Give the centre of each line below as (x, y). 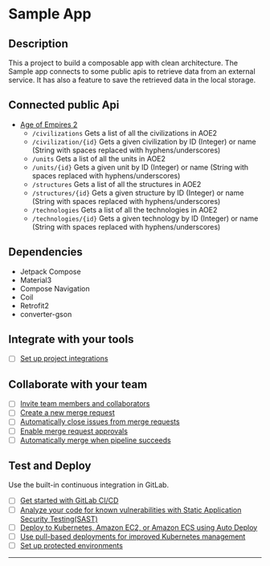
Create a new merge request (67, 413)
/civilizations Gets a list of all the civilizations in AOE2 (125, 132)
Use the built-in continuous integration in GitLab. (89, 485)
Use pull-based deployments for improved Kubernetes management (133, 536)
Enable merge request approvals (74, 431)
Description (38, 44)
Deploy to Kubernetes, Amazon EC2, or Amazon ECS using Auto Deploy (139, 527)
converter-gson (46, 314)
